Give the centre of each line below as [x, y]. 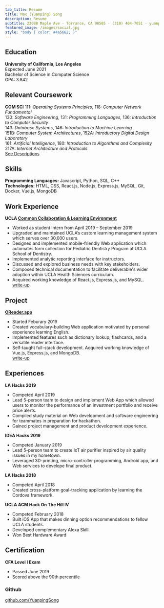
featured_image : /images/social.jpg [42, 28]
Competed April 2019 [33, 395]
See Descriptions [22, 153]
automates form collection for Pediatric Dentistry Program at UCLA [79, 249]
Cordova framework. [33, 495]
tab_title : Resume [24, 10]
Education [21, 52]
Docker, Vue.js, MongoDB [31, 191]
